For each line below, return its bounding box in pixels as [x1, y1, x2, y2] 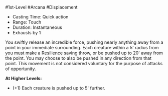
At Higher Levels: [5, 76, 42, 81]
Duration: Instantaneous [12, 24, 63, 30]
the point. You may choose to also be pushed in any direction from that [5, 55, 152, 61]
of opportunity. [5, 66, 36, 72]
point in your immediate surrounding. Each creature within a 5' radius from [5, 45, 159, 50]
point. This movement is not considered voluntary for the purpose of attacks [5, 61, 163, 66]
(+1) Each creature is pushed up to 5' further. [12, 85, 105, 91]
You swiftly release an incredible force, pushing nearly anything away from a [5, 39, 163, 45]
